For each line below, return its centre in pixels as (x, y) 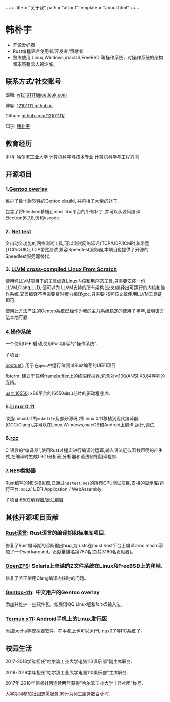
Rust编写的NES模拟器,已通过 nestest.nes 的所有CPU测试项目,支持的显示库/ (82, 483)
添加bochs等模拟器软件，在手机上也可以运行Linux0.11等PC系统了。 (75, 631)
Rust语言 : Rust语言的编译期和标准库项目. (56, 533)
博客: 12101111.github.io (29, 105)
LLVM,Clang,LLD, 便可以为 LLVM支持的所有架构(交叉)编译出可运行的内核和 (83, 287)
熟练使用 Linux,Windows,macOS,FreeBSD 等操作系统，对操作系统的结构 (88, 57)
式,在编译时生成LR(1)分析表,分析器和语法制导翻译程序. (61, 456)
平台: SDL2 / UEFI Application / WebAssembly (56, 489)
